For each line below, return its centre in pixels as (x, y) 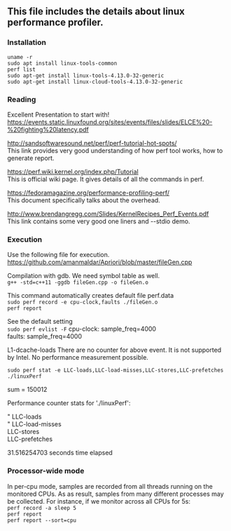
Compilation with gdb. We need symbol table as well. (84, 276)
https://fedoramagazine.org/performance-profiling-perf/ (89, 192)
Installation (27, 43)
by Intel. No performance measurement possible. (78, 358)
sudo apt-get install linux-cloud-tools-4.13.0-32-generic (95, 81)
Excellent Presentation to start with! (58, 114)
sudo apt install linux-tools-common (62, 63)
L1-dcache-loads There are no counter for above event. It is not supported (114, 350)
